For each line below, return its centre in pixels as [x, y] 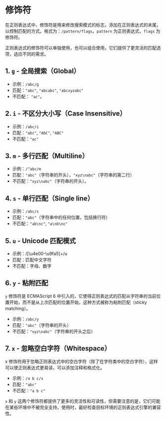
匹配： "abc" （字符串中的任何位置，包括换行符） [61, 217]
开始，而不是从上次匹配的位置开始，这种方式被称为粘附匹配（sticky [78, 302]
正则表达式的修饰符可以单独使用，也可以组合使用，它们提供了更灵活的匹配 [81, 48]
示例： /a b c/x [28, 378]
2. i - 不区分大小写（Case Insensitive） [66, 114]
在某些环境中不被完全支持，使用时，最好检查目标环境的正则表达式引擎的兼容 [83, 407]
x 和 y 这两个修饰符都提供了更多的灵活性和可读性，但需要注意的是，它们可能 [83, 401]
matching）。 [18, 308]
